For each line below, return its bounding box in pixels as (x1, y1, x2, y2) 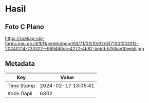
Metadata (5, 59, 35, 68)
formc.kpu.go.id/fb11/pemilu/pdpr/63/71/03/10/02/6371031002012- (5, 41, 139, 46)
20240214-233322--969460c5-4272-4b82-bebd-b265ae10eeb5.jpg (5, 46, 145, 51)
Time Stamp (7, 82, 36, 89)
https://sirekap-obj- (5, 35, 45, 41)
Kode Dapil (7, 90, 33, 97)
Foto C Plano (5, 23, 44, 31)
